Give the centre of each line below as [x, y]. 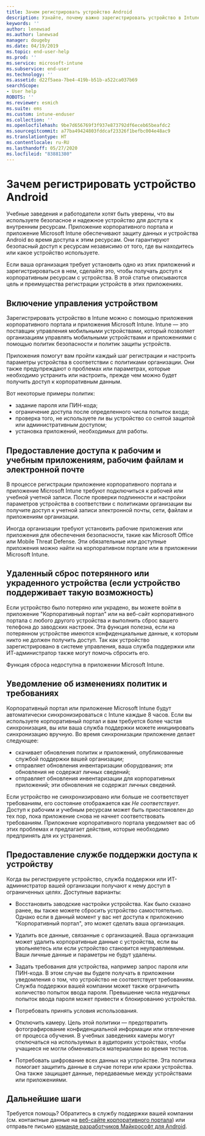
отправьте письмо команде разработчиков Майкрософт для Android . [97, 1126]
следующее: [23, 740]
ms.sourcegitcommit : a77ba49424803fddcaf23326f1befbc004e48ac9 [88, 131]
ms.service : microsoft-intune [45, 63]
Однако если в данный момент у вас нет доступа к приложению [99, 917]
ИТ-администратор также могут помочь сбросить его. [78, 653]
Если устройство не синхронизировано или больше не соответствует [98, 797]
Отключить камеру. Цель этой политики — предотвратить [91, 1022]
